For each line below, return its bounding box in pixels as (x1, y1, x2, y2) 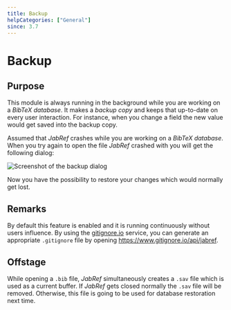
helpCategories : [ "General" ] (7, 17, 91, 24)
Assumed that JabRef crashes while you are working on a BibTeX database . (7, 134, 223, 143)
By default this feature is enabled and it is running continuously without (7, 221, 210, 230)
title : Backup (7, 10, 48, 17)
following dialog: (7, 149, 54, 157)
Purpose (7, 80, 45, 92)
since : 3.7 (7, 23, 39, 30)
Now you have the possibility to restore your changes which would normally (7, 176, 223, 184)
